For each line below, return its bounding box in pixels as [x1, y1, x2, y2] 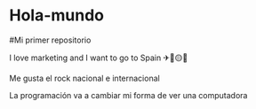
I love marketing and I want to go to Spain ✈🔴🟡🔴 [9, 52, 188, 63]
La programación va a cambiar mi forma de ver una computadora [9, 90, 248, 100]
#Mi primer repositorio [9, 35, 92, 45]
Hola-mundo [9, 5, 105, 26]
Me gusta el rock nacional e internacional [9, 73, 160, 83]
